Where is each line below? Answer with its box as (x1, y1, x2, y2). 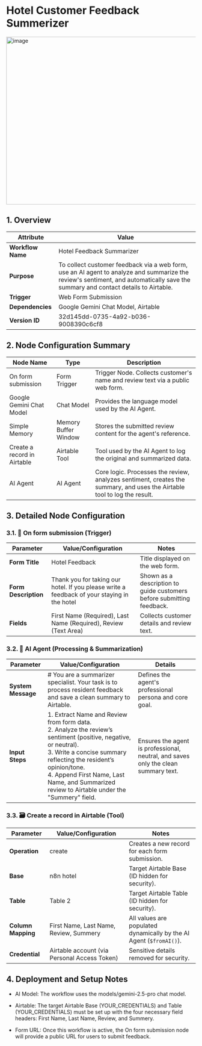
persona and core (138, 693, 188, 701)
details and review (139, 619, 192, 628)
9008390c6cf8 (58, 320, 103, 328)
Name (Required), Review (50, 619, 124, 628)
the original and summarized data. (95, 454, 191, 462)
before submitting (139, 594, 191, 602)
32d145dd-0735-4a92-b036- (58, 312, 151, 321)
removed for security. (129, 953, 190, 962)
